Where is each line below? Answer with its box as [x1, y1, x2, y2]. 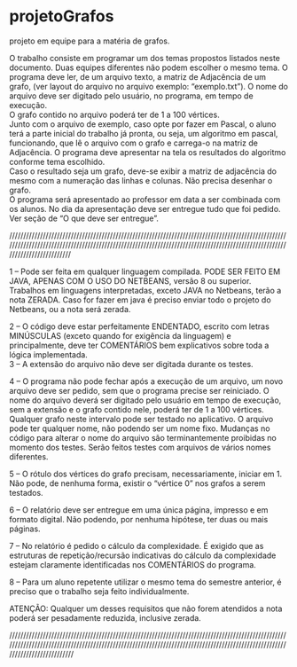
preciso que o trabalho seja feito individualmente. [9, 585, 190, 596]
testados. [9, 487, 43, 498]
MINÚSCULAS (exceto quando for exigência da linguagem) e [9, 330, 232, 341]
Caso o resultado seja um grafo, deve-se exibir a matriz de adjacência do [9, 166, 277, 177]
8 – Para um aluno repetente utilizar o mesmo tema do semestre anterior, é [9, 577, 282, 587]
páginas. [9, 523, 42, 534]
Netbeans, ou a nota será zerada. [9, 303, 131, 314]
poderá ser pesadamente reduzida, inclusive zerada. [9, 612, 201, 623]
